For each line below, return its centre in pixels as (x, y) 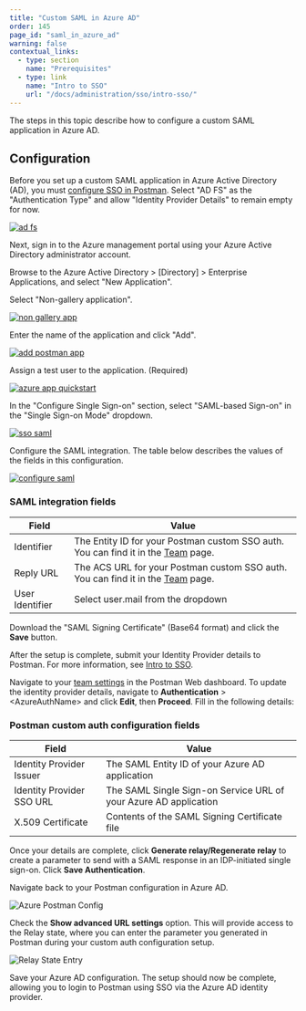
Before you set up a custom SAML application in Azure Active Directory (143, 181)
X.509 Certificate (51, 822)
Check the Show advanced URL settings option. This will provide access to (152, 922)
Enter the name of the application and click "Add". (103, 335)
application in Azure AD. (55, 130)
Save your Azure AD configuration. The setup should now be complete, (143, 977)
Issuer (27, 775)
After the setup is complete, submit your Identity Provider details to (135, 654)
